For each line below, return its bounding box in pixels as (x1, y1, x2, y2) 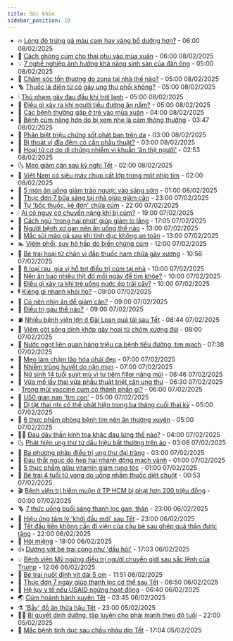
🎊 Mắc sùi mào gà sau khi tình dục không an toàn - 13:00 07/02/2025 (17, 231, 219, 239)
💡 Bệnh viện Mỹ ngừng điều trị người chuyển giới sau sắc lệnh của (17, 554, 210, 564)
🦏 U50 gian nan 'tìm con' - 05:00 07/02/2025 (17, 392, 149, 402)
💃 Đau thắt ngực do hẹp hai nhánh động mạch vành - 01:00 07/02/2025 (17, 456, 226, 464)
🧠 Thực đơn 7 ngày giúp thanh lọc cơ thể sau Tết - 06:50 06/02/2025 (17, 578, 219, 586)
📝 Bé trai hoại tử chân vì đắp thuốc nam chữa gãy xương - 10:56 (17, 249, 203, 258)
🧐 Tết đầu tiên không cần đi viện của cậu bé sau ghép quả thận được (17, 522, 218, 530)
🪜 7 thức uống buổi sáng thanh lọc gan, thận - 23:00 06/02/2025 (17, 504, 209, 513)
